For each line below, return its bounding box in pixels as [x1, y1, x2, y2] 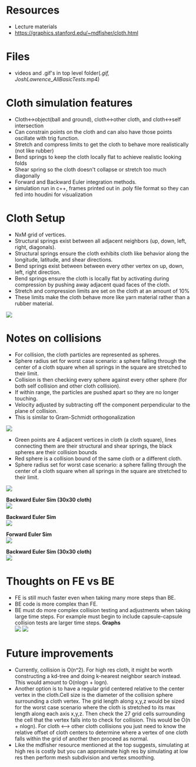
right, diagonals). [14, 243, 56, 250]
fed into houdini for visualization [14, 191, 93, 198]
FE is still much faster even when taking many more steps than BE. [14, 594, 176, 601]
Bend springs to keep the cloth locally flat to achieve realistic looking [14, 153, 182, 160]
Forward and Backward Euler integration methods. [14, 178, 137, 186]
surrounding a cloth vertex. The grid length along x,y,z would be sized [14, 697, 185, 705]
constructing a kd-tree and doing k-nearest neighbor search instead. [14, 672, 181, 679]
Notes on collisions [6, 331, 102, 345]
